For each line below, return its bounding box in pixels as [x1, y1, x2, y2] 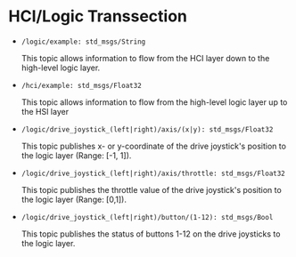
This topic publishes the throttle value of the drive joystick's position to [21, 184, 282, 195]
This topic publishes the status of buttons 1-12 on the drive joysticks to [21, 229, 281, 239]
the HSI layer [21, 106, 69, 116]
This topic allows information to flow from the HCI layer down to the [21, 52, 270, 63]
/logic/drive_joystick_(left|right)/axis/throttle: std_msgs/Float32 [21, 169, 286, 178]
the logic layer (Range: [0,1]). [21, 194, 127, 205]
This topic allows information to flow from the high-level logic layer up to [21, 96, 288, 108]
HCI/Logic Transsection [8, 6, 188, 27]
